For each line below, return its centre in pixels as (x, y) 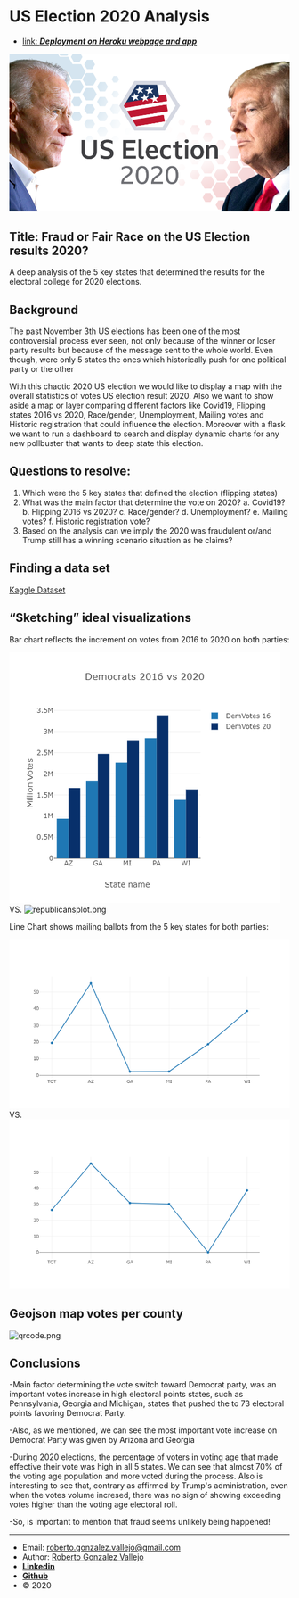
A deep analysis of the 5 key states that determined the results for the (137, 272)
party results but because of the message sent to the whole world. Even (141, 351)
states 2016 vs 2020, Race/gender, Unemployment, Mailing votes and (137, 415)
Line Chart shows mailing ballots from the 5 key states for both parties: (139, 926)
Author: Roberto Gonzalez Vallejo (83, 1557)
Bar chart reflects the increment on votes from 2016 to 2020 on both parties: (149, 639)
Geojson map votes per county (97, 1314)
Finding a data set (60, 568)
